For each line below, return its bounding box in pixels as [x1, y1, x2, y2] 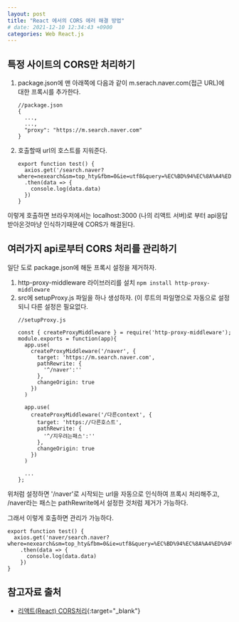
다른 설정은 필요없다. [31, 302, 89, 310]
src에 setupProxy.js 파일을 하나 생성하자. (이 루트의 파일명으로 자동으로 [17, 293, 217, 302]
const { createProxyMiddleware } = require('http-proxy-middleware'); [17, 329, 232, 336]
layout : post [7, 10, 46, 18]
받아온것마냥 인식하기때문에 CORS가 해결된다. [7, 220, 135, 228]
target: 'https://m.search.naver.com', [36, 354, 155, 361]
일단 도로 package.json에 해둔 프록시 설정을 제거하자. [7, 263, 156, 271]
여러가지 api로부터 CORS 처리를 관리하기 [7, 243, 177, 255]
